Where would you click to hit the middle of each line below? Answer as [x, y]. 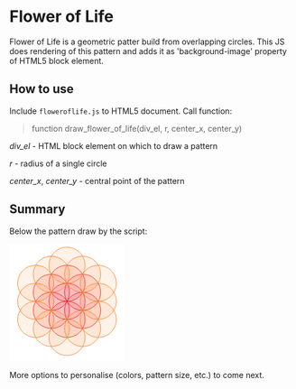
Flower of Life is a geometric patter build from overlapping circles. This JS [147, 42]
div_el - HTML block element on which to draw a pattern [114, 145]
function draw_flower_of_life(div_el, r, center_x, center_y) [137, 128]
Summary [37, 209]
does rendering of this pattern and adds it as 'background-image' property [148, 51]
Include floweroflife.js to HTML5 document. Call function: [121, 111]
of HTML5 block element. [56, 60]
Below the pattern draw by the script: [79, 231]
